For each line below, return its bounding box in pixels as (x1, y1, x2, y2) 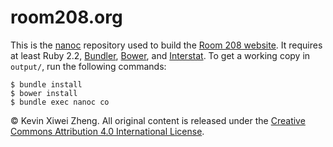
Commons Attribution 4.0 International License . (10, 125, 205, 137)
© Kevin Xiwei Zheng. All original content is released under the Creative (10, 114, 306, 126)
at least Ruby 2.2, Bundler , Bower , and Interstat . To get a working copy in (10, 49, 311, 61)
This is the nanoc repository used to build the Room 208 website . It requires (10, 39, 323, 51)
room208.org (10, 6, 123, 29)
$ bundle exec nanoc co (10, 97, 110, 107)
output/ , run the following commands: (10, 60, 167, 72)
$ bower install (10, 88, 78, 98)
